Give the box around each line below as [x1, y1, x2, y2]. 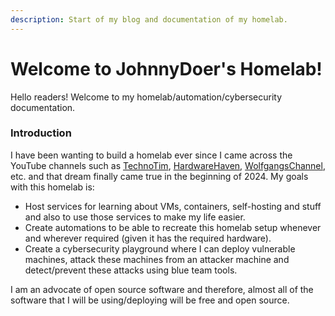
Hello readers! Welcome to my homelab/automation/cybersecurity [10, 91, 283, 103]
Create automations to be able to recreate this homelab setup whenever [24, 221, 322, 233]
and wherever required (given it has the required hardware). [24, 232, 272, 244]
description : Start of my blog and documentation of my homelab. [10, 14, 288, 25]
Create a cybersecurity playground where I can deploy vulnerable [24, 242, 296, 255]
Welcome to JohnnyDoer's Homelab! [10, 57, 323, 80]
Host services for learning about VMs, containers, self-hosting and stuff [24, 200, 322, 212]
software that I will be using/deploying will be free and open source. [10, 294, 290, 306]
